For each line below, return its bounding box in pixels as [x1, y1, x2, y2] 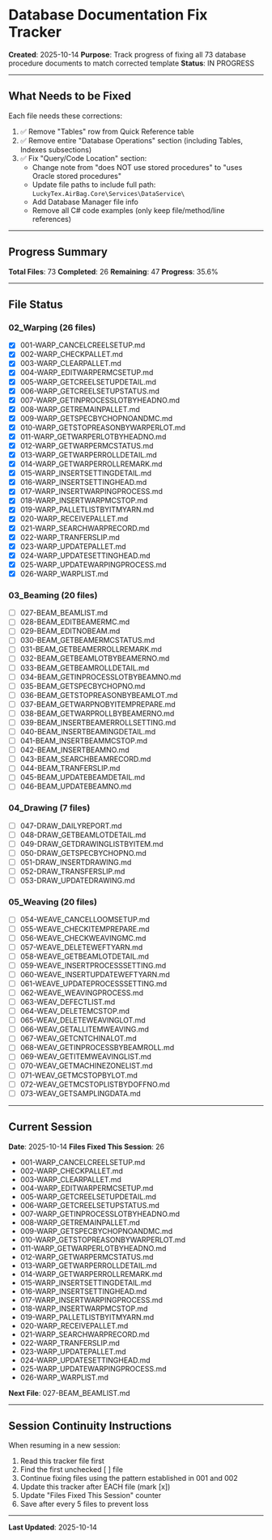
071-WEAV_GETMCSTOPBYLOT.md [19, 1070, 138, 1080]
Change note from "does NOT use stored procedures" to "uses [32, 162, 243, 172]
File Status [8, 297, 63, 311]
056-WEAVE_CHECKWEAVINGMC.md [19, 933, 147, 942]
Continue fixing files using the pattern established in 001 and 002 [19, 1474, 238, 1483]
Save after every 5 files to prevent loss [19, 1500, 149, 1509]
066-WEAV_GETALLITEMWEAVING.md [19, 1024, 150, 1034]
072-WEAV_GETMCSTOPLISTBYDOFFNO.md [19, 1079, 170, 1089]
